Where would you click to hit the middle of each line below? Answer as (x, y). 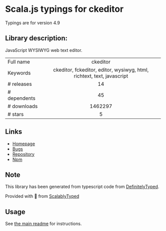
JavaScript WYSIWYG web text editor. (44, 50)
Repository (23, 154)
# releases (20, 84)
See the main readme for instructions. (43, 224)
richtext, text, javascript (101, 76)
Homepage (24, 144)
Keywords (19, 73)
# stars (16, 114)
